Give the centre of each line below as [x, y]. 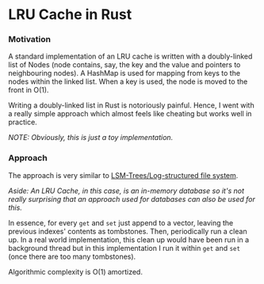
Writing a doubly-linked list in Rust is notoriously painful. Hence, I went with [132, 105]
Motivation [30, 40]
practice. [23, 122]
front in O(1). [29, 90]
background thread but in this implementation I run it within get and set [124, 248]
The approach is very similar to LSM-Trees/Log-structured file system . [123, 175]
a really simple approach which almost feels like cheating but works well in [130, 114]
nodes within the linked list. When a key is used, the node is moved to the [128, 81]
